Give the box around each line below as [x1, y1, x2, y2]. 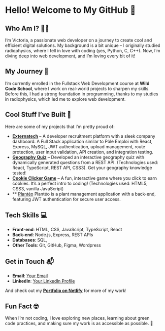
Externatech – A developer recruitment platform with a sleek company [12, 133, 156, 139]
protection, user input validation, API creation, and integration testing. [12, 149, 154, 155]
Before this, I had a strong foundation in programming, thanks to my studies [5, 91, 159, 97]
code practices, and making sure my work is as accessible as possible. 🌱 [5, 321, 154, 327]
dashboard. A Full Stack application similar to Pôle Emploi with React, [12, 138, 153, 144]
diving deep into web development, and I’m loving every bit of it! [5, 53, 135, 59]
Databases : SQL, [12, 237, 48, 243]
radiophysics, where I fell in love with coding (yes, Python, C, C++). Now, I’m [5, 48, 161, 53]
